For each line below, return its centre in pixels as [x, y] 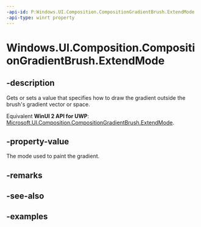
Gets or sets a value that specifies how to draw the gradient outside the [96, 97]
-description [30, 83]
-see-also [25, 196]
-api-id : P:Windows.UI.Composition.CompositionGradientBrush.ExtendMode [100, 12]
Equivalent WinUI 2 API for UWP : [48, 116]
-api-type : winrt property [41, 18]
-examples [27, 217]
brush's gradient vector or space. [48, 104]
